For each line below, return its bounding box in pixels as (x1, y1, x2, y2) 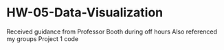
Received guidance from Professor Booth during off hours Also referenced (6, 27, 218, 36)
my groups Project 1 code (6, 34, 79, 42)
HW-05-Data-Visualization (6, 5, 164, 21)
